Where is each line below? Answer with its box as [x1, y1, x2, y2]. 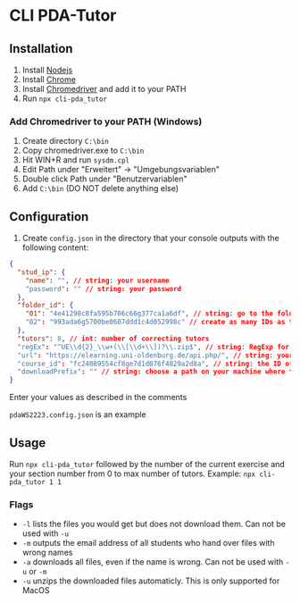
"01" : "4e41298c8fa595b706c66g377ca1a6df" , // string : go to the [25, 309, 274, 318]
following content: [21, 242, 89, 253]
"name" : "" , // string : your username [25, 276, 170, 285]
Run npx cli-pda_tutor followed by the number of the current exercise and [9, 459, 286, 470]
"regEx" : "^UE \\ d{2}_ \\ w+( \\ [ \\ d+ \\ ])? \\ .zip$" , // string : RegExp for [17, 342, 290, 351]
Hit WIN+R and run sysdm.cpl [21, 155, 130, 165]
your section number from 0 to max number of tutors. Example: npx [9, 468, 256, 479]
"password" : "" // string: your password [25, 284, 181, 293]
